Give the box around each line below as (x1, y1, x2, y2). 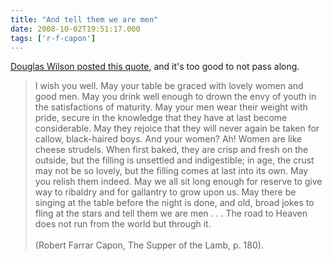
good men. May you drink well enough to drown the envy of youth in (34, 91, 317, 103)
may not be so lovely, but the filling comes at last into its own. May (34, 165, 309, 177)
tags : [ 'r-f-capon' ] (10, 33, 97, 43)
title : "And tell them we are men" (10, 14, 159, 25)
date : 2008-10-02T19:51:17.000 (10, 24, 141, 34)
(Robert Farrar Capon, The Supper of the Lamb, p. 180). (34, 239, 264, 251)
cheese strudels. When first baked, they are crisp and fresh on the (34, 144, 309, 156)
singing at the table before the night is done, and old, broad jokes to (34, 197, 315, 209)
